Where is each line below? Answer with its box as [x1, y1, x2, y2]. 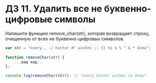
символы [54, 14, 96, 25]
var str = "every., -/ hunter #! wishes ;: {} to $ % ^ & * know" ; [5, 45, 151, 50]
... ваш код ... [14, 59, 44, 64]
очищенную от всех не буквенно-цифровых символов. [5, 36, 124, 42]
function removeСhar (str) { [5, 55, 65, 60]
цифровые [5, 14, 52, 25]
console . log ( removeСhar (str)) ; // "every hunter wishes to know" [5, 73, 146, 78]
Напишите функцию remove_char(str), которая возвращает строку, [5, 30, 150, 36]
